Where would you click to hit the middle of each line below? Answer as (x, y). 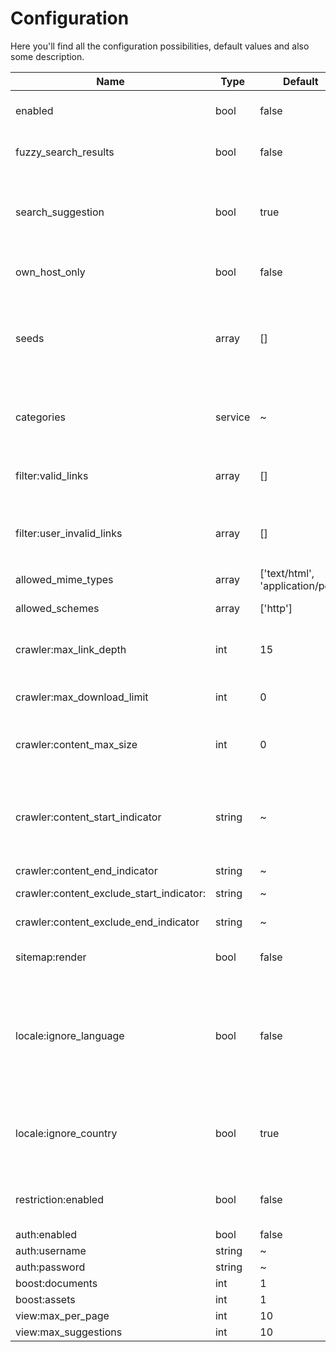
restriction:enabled (59, 1199)
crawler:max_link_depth (71, 649)
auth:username (51, 1250)
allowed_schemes (57, 608)
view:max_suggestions (69, 1332)
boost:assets (45, 1299)
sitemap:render (51, 957)
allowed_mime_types (64, 579)
